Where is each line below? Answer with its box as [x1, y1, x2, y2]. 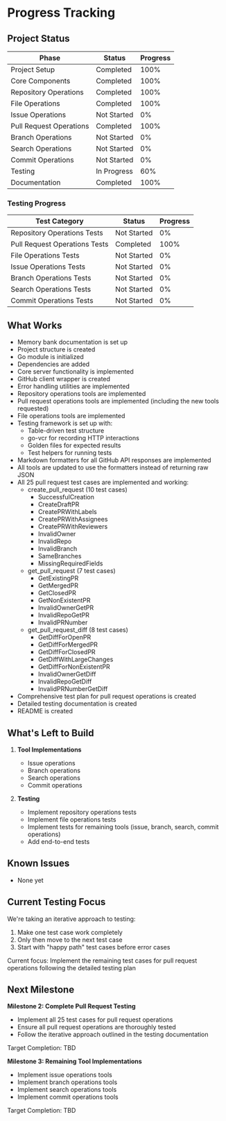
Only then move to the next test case [17, 936, 123, 944]
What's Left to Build [7, 727, 94, 739]
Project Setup [10, 65, 55, 74]
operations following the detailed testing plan [7, 963, 137, 972]
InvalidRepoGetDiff [37, 677, 92, 686]
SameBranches [37, 552, 82, 560]
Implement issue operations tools [17, 1071, 112, 1079]
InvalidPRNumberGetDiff [37, 685, 108, 693]
